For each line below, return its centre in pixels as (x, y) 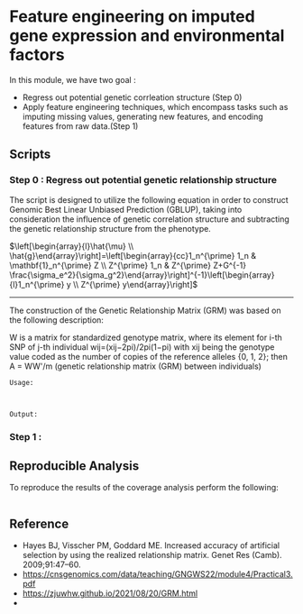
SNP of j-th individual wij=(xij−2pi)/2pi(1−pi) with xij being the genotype (142, 347)
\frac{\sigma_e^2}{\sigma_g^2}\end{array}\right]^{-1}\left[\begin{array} (142, 275)
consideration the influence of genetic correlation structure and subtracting (150, 219)
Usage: (22, 382)
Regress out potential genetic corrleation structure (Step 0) (132, 97)
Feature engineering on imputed (132, 17)
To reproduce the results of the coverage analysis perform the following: (144, 488)
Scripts (30, 155)
